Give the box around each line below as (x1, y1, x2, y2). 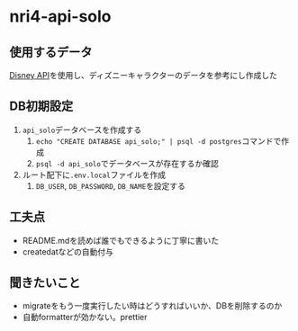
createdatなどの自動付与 (22, 246, 114, 257)
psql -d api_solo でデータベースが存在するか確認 (35, 157, 219, 168)
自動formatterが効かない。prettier (22, 312, 148, 323)
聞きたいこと (9, 275, 81, 291)
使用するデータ (9, 44, 93, 59)
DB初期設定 (9, 99, 74, 114)
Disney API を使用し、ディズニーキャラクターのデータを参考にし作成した (9, 70, 277, 80)
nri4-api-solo (9, 6, 112, 27)
